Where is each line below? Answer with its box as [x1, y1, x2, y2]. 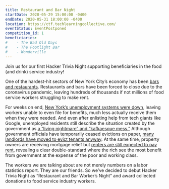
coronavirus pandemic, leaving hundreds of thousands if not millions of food [5, 89, 164, 95]
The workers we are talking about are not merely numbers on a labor [5, 162, 148, 168]
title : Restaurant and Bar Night [5, 7, 76, 13]
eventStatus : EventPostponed [5, 26, 67, 31]
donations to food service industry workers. [5, 178, 96, 184]
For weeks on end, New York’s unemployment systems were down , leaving [5, 104, 161, 110]
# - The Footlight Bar [5, 45, 60, 50]
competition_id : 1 [5, 31, 44, 36]
